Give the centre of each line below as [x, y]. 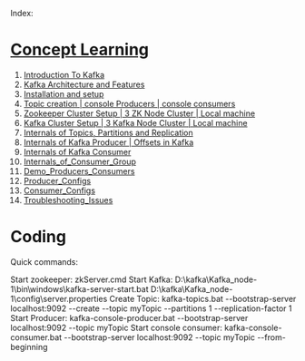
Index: [22, 13]
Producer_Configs [57, 180]
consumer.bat [36, 337]
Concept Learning [79, 50]
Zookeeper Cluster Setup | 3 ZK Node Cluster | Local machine [139, 113]
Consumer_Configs [59, 190]
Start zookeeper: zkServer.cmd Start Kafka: [92, 279]
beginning [29, 346]
